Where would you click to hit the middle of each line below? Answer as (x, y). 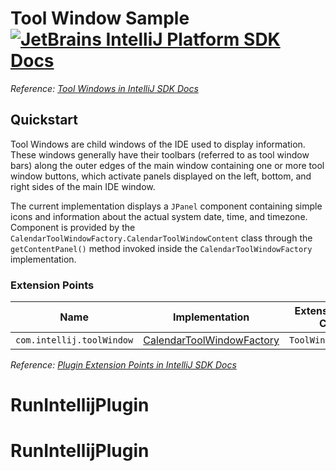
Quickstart (44, 120)
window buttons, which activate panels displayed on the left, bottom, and (161, 176)
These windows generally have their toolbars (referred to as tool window (160, 154)
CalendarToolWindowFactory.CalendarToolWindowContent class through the (161, 238)
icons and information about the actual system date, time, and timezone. (159, 216)
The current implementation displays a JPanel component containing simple (166, 206)
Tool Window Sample (100, 18)
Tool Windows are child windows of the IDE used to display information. (158, 144)
